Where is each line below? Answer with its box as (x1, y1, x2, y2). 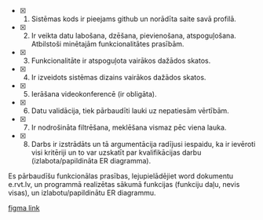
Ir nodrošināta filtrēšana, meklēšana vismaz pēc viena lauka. (31, 123, 227, 132)
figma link (8, 203, 40, 212)
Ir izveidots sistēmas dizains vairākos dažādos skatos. (31, 73, 206, 82)
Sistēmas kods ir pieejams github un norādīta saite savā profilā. (31, 14, 237, 24)
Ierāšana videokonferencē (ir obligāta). (31, 90, 157, 98)
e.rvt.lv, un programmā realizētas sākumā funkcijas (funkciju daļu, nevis (8, 180, 240, 189)
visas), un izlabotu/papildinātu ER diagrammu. (8, 188, 156, 197)
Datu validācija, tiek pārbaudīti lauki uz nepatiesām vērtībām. (31, 106, 229, 115)
